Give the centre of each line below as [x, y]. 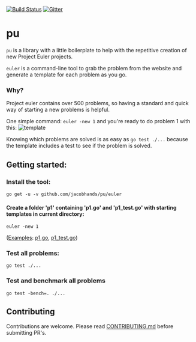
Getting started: [37, 164]
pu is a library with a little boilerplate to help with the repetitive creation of [97, 50]
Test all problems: [33, 254]
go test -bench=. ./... [36, 293]
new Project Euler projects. [40, 56]
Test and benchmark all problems [56, 281]
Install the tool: [28, 182]
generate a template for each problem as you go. [67, 75]
